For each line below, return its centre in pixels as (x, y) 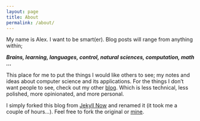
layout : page (22, 12)
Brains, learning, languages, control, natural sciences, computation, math (100, 58)
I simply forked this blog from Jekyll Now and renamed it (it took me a (92, 106)
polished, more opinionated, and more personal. (65, 94)
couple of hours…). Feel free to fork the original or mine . (75, 112)
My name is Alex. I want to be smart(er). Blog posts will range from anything (99, 40)
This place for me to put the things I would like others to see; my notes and (98, 75)
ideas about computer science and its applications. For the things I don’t (95, 81)
